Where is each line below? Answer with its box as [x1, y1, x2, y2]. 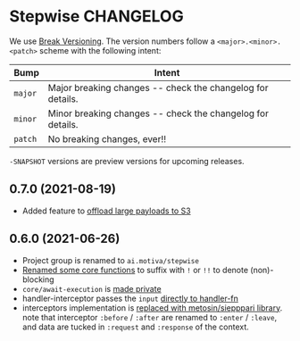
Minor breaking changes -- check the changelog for [47, 107, 270, 120]
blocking [21, 274, 55, 285]
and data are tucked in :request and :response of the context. [21, 321, 250, 332]
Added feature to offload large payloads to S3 [21, 205, 191, 216]
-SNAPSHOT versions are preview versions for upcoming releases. [9, 155, 245, 166]
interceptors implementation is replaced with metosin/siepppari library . [21, 302, 283, 313]
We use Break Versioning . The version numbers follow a [9, 36, 216, 46]
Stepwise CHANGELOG [9, 6, 185, 27]
